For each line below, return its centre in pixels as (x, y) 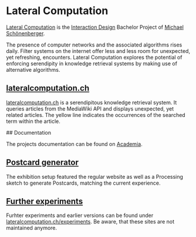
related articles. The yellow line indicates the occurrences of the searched (96, 115)
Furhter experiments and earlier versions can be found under (80, 215)
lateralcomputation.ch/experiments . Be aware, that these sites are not (90, 222)
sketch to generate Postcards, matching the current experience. (83, 183)
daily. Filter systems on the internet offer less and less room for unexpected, (98, 51)
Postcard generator (43, 163)
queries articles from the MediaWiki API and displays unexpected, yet (90, 109)
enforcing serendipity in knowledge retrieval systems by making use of (92, 64)
